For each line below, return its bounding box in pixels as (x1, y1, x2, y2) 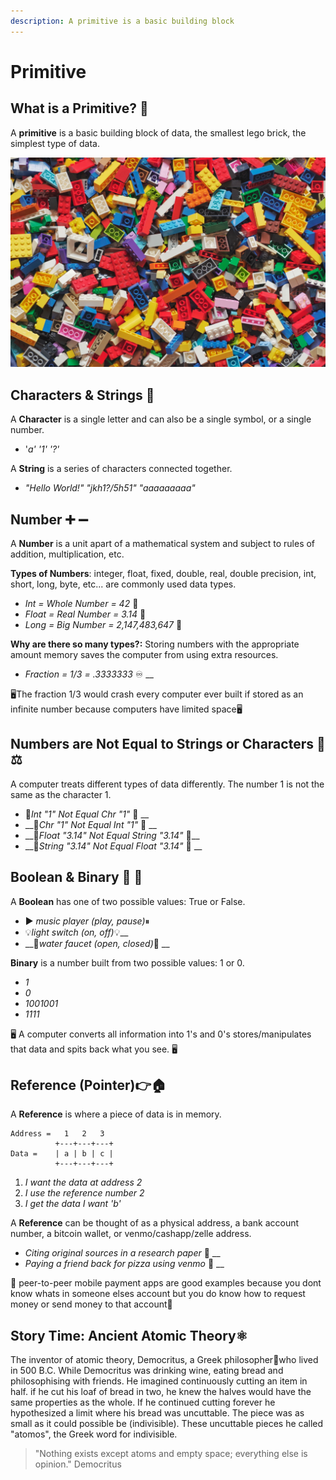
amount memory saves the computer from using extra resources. (10, 648, 279, 660)
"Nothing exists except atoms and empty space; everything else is (34, 1448, 308, 1460)
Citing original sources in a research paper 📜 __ (24, 1247, 221, 1259)
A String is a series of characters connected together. (10, 463, 233, 475)
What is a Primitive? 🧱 (10, 100, 149, 117)
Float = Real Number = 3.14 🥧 (24, 608, 147, 620)
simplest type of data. (10, 137, 100, 149)
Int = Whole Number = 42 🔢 (24, 597, 139, 609)
